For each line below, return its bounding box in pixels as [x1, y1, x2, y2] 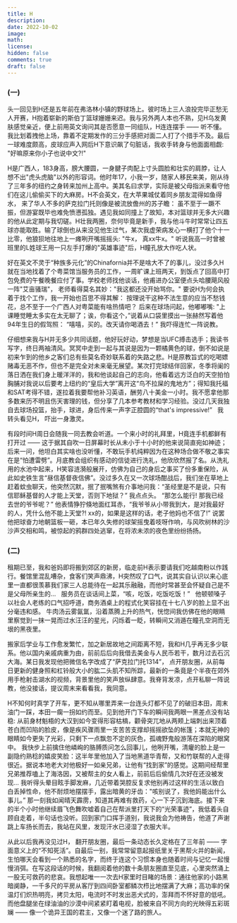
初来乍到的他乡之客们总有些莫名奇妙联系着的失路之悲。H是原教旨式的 [7, 352, 210, 361]
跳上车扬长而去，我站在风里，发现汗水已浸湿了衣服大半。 [7, 823, 174, 831]
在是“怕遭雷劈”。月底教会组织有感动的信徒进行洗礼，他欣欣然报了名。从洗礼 [7, 456, 229, 464]
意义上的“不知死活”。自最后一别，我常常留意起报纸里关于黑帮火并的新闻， [13, 846, 229, 855]
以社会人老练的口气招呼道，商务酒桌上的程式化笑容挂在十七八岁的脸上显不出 [7, 598, 230, 607]
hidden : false [7, 50, 49, 57]
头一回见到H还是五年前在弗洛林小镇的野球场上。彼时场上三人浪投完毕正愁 [7, 104, 222, 113]
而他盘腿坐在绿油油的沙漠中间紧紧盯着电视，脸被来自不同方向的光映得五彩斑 [7, 899, 230, 907]
